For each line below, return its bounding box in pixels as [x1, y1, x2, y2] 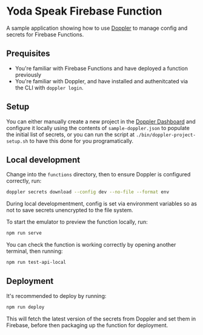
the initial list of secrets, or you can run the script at [6, 131, 135, 138]
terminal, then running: [6, 247, 63, 255]
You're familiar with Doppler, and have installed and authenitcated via [15, 77, 188, 85]
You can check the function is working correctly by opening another [6, 241, 176, 249]
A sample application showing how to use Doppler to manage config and [6, 24, 188, 32]
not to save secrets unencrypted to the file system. [6, 207, 133, 214]
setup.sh [6, 138, 28, 144]
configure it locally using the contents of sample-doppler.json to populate [6, 124, 190, 131]
